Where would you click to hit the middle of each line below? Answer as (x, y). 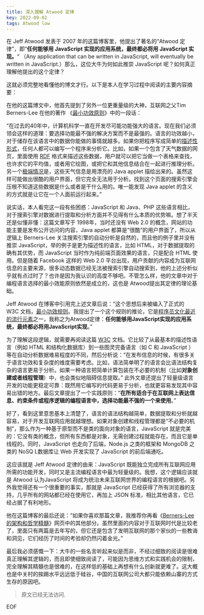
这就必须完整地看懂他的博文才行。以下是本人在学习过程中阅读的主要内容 (97, 85)
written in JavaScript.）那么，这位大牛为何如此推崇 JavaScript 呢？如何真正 (101, 64)
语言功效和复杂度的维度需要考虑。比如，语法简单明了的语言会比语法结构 (102, 362)
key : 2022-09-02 (27, 18)
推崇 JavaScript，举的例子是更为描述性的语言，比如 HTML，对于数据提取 (98, 245)
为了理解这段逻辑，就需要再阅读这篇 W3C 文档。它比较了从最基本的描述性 (99, 340)
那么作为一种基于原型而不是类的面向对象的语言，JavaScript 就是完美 (105, 429)
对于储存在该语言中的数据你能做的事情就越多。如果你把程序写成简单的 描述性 (102, 141)
